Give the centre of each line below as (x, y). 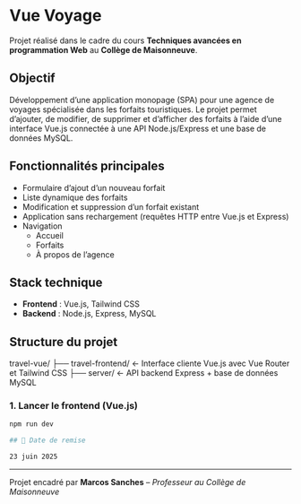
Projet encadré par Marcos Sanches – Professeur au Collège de (128, 482)
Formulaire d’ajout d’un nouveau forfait (94, 187)
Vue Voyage (56, 16)
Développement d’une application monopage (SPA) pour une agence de (142, 100)
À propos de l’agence (75, 254)
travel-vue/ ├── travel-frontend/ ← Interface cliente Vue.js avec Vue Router (150, 363)
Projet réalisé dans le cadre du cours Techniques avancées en (125, 40)
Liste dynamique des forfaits (75, 197)
